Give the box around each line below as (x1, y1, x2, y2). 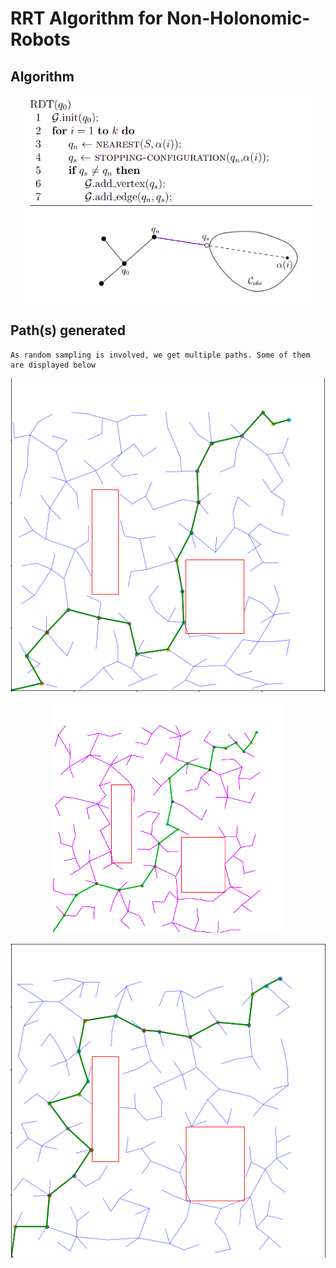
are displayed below (10, 360, 97, 370)
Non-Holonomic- (166, 7, 311, 30)
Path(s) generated (10, 322, 126, 339)
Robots (10, 28, 71, 51)
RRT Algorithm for (10, 7, 163, 30)
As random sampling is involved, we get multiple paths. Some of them (10, 350, 311, 360)
